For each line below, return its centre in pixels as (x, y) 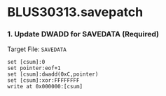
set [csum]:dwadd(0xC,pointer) (53, 74)
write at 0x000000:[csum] (45, 87)
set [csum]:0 (26, 62)
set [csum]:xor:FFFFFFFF (43, 81)
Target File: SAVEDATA (37, 49)
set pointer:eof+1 (34, 68)
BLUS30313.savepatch (75, 12)
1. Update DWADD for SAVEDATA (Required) (83, 34)
